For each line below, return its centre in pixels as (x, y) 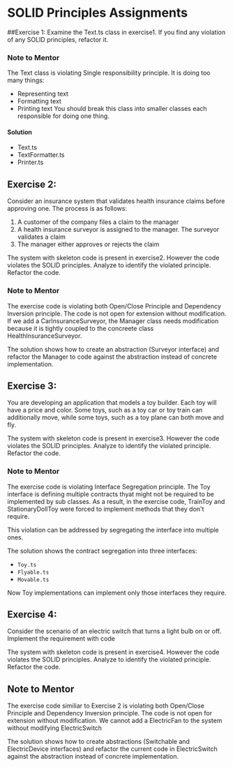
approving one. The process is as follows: (67, 209)
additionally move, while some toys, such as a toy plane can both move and (116, 417)
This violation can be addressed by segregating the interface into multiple (113, 530)
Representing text (43, 94)
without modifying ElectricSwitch (55, 728)
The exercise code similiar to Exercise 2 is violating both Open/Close (106, 706)
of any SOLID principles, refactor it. (58, 39)
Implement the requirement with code (61, 639)
